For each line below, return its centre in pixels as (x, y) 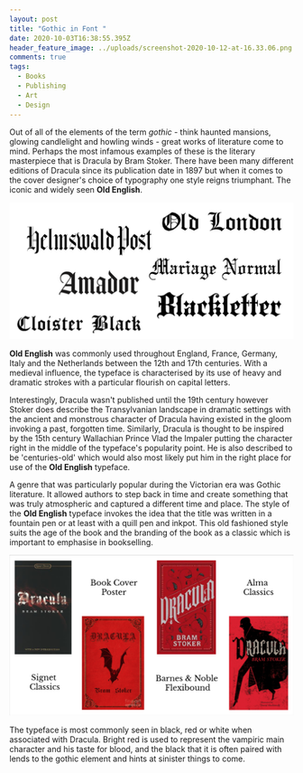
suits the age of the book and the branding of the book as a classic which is (150, 533)
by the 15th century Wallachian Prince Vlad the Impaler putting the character (151, 438)
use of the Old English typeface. (70, 467)
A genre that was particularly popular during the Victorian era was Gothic (145, 485)
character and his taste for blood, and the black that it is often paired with (146, 749)
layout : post (34, 19)
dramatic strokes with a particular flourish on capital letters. (120, 382)
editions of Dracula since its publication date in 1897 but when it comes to (146, 170)
